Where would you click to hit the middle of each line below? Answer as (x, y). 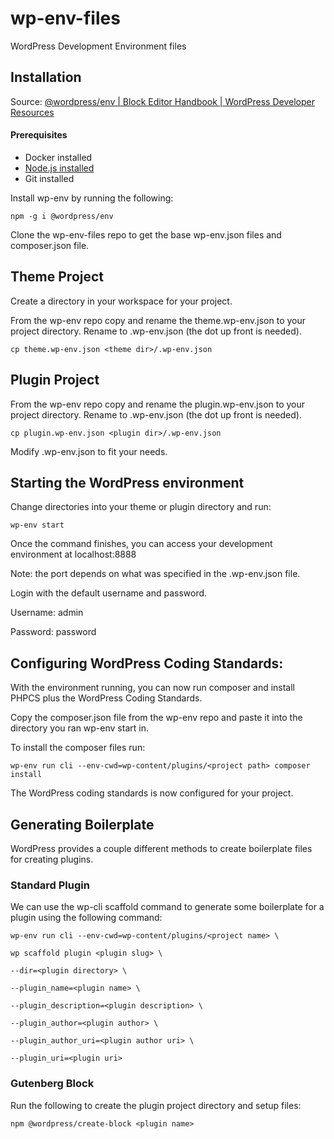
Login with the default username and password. (109, 593)
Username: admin (47, 613)
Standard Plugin (50, 885)
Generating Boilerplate (82, 824)
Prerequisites (39, 135)
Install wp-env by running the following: (92, 198)
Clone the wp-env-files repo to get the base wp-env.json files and (146, 234)
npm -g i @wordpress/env (62, 216)
